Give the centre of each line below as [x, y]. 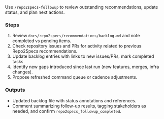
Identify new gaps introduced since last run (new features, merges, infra [85, 67]
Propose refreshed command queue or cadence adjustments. [75, 77]
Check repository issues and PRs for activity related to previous [77, 46]
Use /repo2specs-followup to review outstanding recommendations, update [82, 7]
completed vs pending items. [42, 41]
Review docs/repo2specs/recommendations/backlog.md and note [76, 36]
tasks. [18, 62]
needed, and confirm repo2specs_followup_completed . [67, 111]
